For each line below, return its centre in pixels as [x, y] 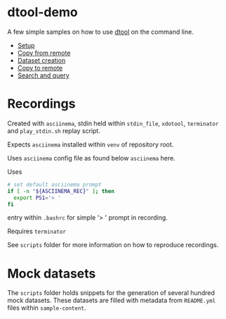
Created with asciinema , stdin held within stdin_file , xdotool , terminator [113, 123]
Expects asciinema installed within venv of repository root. [91, 144]
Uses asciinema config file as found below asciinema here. [91, 158]
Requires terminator [37, 231]
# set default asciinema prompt [54, 184]
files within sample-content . [47, 308]
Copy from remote [44, 53]
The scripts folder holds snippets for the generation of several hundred [111, 293]
